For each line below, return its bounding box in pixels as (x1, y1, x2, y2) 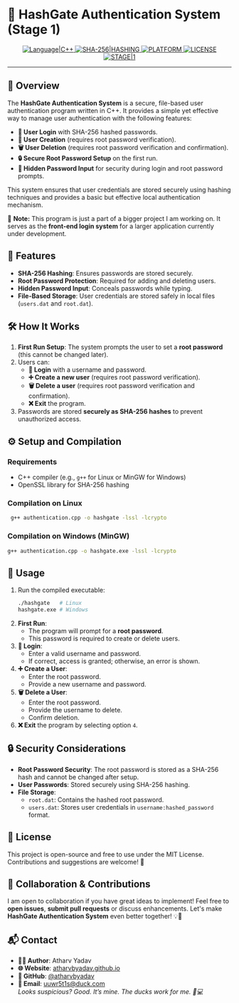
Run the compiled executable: (17, 586, 105, 594)
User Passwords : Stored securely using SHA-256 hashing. (17, 780, 191, 788)
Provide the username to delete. (28, 705, 123, 714)
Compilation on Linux (7, 498, 83, 508)
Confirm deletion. (28, 713, 80, 722)
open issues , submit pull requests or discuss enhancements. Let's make (7, 904, 223, 913)
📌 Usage (7, 567, 45, 579)
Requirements (7, 456, 58, 466)
